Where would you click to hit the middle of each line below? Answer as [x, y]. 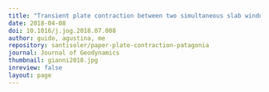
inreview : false [35, 68]
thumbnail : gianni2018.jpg [53, 61]
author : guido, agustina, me [57, 38]
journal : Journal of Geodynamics [64, 53]
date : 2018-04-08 [37, 23]
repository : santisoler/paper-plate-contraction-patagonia [109, 46]
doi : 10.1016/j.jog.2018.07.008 [62, 30]
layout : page [30, 75]
